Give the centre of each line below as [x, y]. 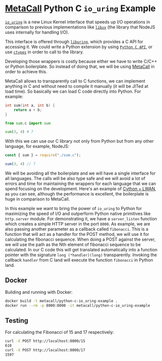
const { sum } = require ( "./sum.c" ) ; [43, 155]
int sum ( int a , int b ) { [30, 105]
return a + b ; [28, 110]
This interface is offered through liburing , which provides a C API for [74, 41]
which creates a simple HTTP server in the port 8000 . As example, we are [78, 224]
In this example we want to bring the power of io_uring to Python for [74, 209]
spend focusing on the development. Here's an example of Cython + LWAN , [81, 189]
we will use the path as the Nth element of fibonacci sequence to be [73, 245]
